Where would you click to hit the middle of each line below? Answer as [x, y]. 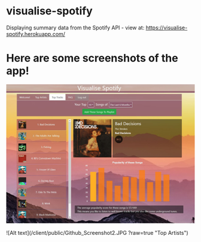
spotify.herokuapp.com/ [36, 34]
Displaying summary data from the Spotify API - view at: [75, 28]
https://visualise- [167, 28]
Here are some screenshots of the [92, 58]
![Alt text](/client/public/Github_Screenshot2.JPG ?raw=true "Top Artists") [97, 233]
